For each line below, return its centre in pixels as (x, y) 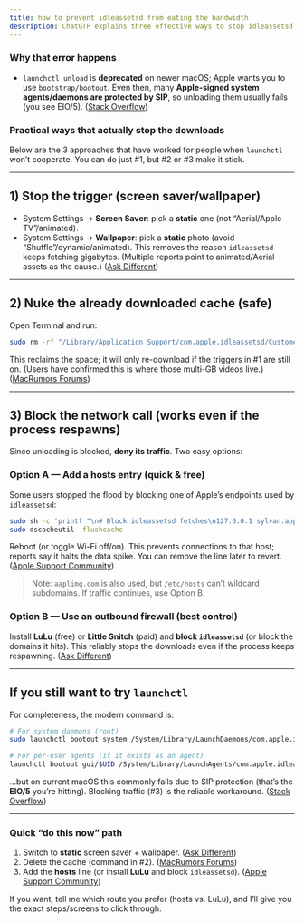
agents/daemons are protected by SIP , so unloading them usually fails (155, 97)
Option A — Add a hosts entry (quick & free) (107, 475)
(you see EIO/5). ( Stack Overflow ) (85, 106)
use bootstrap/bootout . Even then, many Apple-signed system (141, 87)
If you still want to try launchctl (99, 693)
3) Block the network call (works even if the (134, 415)
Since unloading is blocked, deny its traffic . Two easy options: (126, 452)
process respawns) (65, 429)
